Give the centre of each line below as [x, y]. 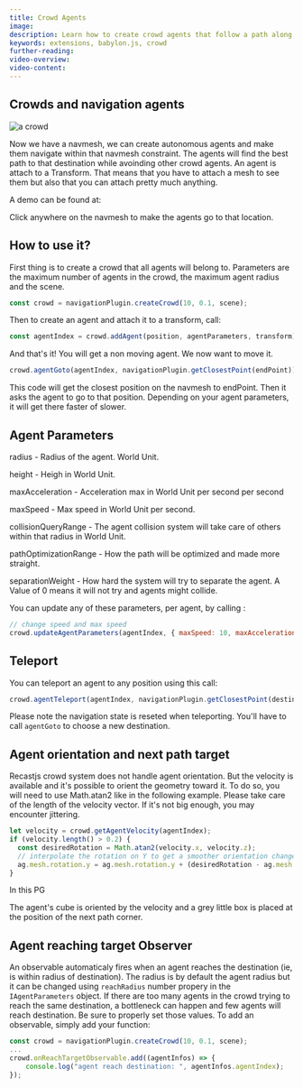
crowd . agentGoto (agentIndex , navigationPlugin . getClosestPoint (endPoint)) [153, 371]
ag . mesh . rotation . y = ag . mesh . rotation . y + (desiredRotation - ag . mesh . [157, 864]
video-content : [38, 69]
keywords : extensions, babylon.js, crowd [88, 43]
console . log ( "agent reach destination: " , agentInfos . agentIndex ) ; [155, 1066]
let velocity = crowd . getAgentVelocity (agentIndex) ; [110, 831]
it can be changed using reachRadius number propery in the [120, 987]
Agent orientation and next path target [119, 754]
